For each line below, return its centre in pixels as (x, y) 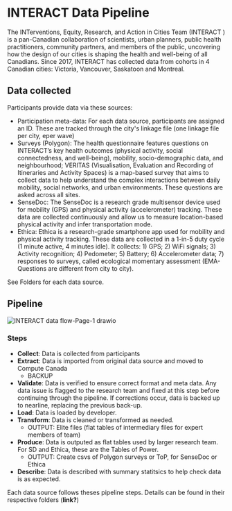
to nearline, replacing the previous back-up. (80, 405)
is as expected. (39, 479)
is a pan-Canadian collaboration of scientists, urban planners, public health (114, 39)
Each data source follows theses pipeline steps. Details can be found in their (116, 492)
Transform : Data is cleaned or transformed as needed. (96, 420)
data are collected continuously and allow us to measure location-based (120, 217)
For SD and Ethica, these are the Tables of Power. (88, 449)
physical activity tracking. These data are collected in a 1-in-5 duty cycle (121, 239)
